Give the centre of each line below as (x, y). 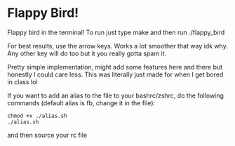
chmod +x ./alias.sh (38, 116)
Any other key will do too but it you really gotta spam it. (87, 53)
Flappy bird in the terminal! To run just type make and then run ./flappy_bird (116, 32)
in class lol (22, 81)
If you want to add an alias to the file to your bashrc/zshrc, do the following (116, 95)
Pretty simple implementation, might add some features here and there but (115, 67)
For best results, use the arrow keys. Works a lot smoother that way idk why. (117, 46)
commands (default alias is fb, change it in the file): (81, 102)
